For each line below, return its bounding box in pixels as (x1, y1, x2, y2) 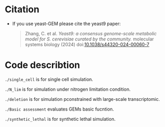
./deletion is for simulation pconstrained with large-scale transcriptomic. (5, 96, 160, 102)
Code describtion (5, 59, 80, 71)
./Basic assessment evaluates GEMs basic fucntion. (5, 106, 114, 112)
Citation (5, 4, 39, 15)
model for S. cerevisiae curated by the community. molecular (25, 36, 154, 42)
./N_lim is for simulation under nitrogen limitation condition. (5, 86, 131, 92)
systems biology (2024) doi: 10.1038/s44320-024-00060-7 (25, 41, 150, 47)
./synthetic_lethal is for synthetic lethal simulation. (5, 116, 116, 122)
